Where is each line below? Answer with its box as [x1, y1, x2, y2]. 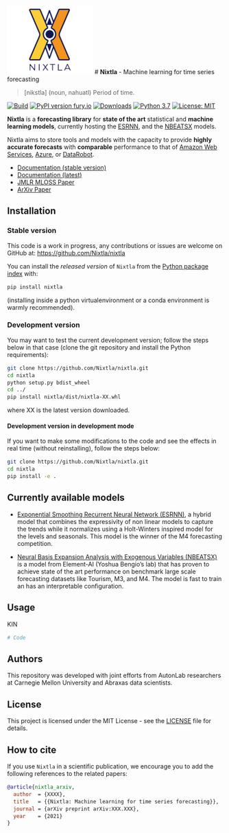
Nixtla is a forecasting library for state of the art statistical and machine [7, 115, 214, 123]
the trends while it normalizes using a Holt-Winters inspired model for [16, 525, 213, 533]
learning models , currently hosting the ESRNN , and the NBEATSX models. [7, 122, 217, 130]
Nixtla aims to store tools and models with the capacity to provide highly [7, 136, 213, 144]
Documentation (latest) [16, 171, 82, 179]
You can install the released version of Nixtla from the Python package [7, 262, 209, 270]
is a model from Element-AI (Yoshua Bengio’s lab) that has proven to [16, 560, 210, 568]
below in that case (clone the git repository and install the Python [7, 343, 191, 352]
